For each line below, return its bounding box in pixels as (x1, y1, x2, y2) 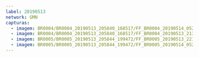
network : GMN (5, 14, 38, 20)
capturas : (5, 20, 30, 26)
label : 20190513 (5, 8, 46, 15)
